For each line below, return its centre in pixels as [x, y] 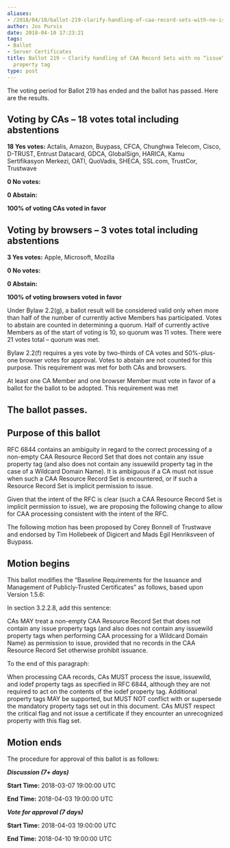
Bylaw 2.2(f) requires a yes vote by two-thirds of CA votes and [95, 353]
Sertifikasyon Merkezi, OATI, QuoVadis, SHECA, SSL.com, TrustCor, [102, 161]
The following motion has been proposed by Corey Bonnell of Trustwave [109, 527]
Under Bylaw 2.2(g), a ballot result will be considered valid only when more [113, 310]
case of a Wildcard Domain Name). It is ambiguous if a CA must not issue [110, 472]
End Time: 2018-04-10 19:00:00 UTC [60, 838]
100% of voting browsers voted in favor [64, 297]
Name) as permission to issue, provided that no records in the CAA [101, 643]
